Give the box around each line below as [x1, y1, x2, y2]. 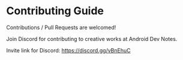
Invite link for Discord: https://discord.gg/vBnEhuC [6, 46, 131, 54]
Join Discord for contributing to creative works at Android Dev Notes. [6, 35, 178, 42]
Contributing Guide [6, 4, 104, 18]
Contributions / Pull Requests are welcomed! [6, 24, 116, 31]
